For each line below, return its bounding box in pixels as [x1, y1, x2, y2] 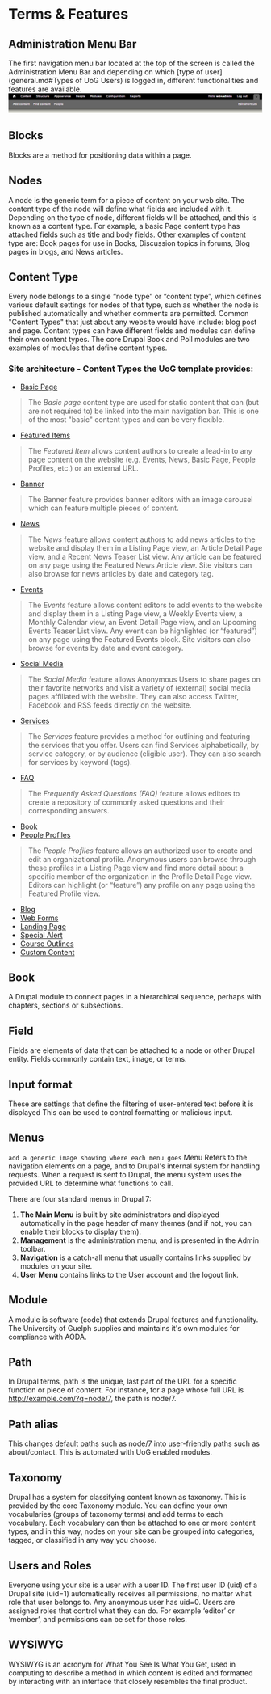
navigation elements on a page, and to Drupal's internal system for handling [8, 1161, 261, 1171]
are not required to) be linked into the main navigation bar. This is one [27, 406, 260, 416]
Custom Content [19, 947, 75, 957]
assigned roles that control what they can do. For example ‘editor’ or [8, 1606, 236, 1616]
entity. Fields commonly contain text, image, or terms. [8, 1054, 187, 1064]
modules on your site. [19, 1261, 93, 1270]
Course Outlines [19, 939, 74, 948]
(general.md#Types [8, 76, 74, 85]
